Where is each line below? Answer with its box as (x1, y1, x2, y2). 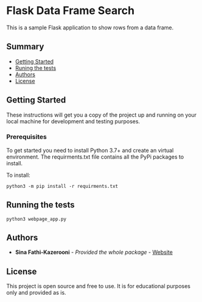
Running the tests (6, 200, 75, 210)
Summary (6, 41, 44, 52)
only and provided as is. (6, 289, 66, 297)
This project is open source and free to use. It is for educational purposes (6, 282, 190, 290)
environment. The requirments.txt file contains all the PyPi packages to (6, 153, 184, 160)
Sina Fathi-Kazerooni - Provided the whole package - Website (15, 248, 173, 256)
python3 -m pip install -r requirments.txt (6, 183, 119, 189)
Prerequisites (6, 132, 47, 141)
